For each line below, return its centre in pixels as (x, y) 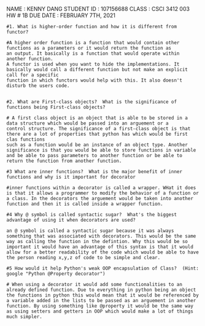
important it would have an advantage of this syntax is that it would (100, 247)
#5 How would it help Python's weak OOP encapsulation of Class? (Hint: (103, 268)
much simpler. (25, 317)
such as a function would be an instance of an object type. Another (97, 145)
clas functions (26, 139)
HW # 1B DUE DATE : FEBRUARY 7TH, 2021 (61, 15)
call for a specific (33, 75)
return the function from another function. (64, 161)
